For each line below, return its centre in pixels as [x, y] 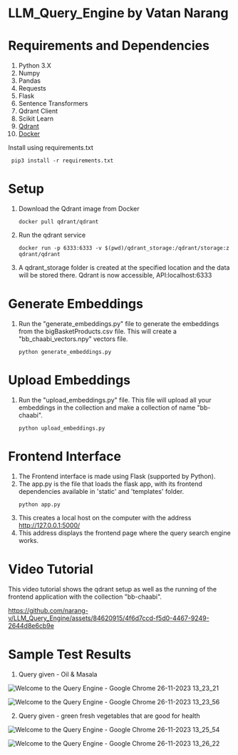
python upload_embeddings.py [62, 428]
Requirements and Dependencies [109, 46]
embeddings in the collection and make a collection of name [107, 407]
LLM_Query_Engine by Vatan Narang [118, 13]
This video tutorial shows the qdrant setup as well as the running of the [112, 589]
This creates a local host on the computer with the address [105, 517]
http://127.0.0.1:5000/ [49, 525]
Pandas [30, 81]
